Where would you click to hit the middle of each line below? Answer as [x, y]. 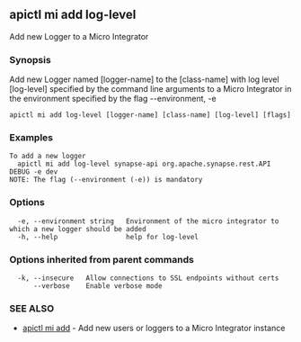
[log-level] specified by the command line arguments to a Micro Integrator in [150, 89]
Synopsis [30, 59]
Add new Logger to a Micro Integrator [79, 36]
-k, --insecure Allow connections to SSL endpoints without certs [148, 278]
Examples [31, 138]
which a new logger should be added [78, 229]
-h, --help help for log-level [108, 237]
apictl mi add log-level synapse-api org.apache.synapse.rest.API [144, 164]
